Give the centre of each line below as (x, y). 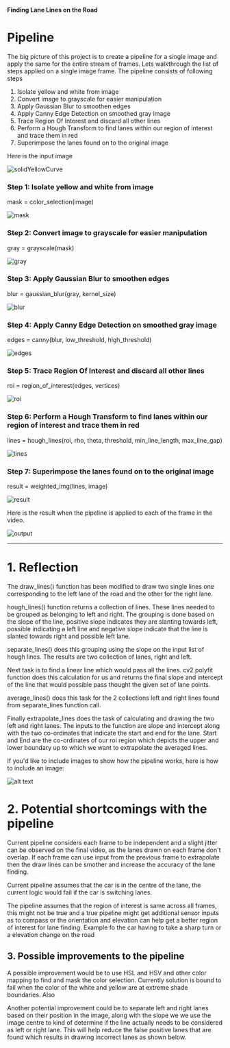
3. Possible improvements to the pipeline (96, 956)
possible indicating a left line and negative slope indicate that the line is (107, 629)
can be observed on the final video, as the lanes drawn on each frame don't (114, 850)
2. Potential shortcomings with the (107, 809)
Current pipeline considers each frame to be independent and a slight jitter (112, 842)
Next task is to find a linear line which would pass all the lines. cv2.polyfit (110, 670)
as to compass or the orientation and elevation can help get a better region (113, 920)
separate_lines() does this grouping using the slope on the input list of (106, 649)
